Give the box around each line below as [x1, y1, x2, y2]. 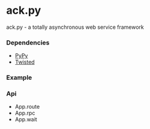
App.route [14, 103, 40, 110]
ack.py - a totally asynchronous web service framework [6, 23, 144, 31]
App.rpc [14, 109, 35, 117]
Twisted [14, 58, 35, 66]
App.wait [14, 116, 37, 123]
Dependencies [6, 38, 50, 47]
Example [6, 73, 32, 82]
